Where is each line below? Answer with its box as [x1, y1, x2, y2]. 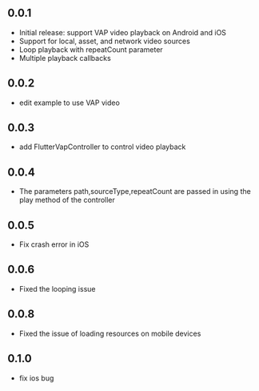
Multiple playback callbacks [18, 53, 111, 62]
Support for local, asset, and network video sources [18, 36, 191, 46]
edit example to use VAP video [18, 98, 121, 107]
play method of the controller [18, 195, 115, 205]
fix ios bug [18, 373, 54, 383]
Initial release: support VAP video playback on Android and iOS [18, 27, 227, 37]
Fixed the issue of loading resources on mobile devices [18, 329, 201, 338]
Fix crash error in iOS [18, 240, 90, 249]
